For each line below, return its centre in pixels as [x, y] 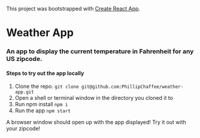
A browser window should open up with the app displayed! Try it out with [96, 122]
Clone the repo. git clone [47, 87]
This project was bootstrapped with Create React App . [73, 9]
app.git [24, 92]
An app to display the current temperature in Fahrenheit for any [100, 51]
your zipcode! [23, 128]
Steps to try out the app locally [45, 73]
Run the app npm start [43, 111]
